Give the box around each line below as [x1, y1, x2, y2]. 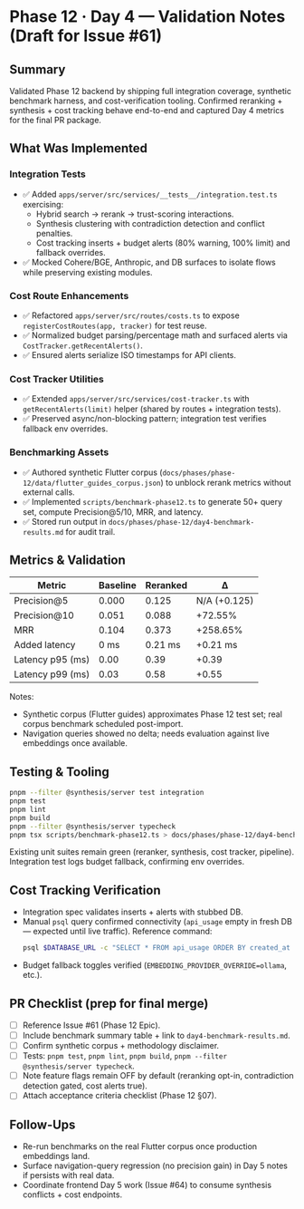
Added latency [14, 639, 76, 652]
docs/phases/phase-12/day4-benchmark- [108, 517, 255, 527]
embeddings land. [22, 1151, 90, 1162]
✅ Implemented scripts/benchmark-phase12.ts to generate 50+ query [22, 496, 283, 507]
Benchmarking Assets [9, 446, 109, 459]
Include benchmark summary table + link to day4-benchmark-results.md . [22, 1030, 291, 1041]
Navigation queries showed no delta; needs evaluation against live [22, 728, 270, 740]
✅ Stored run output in [22, 516, 107, 527]
